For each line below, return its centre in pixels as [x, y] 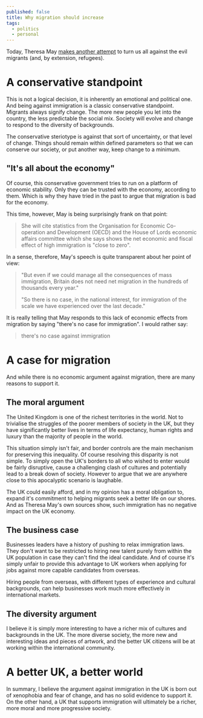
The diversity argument [52, 614]
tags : [13, 23]
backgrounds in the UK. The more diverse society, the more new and [92, 635]
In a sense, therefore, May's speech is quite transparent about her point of [99, 256]
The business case [43, 530]
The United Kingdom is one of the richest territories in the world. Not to [95, 417]
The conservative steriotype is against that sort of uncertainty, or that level [99, 137]
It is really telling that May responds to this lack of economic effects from [97, 318]
